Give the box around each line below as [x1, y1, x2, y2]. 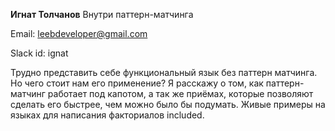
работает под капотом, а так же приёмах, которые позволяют [47, 88, 314, 99]
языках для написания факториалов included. [10, 109, 205, 121]
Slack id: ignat [10, 47, 69, 59]
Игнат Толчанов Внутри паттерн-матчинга [10, 9, 194, 20]
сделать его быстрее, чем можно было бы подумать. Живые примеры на [10, 99, 326, 110]
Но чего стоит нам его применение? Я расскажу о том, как [10, 77, 264, 89]
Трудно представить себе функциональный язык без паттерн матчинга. [10, 67, 318, 78]
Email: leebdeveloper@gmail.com [10, 28, 148, 39]
